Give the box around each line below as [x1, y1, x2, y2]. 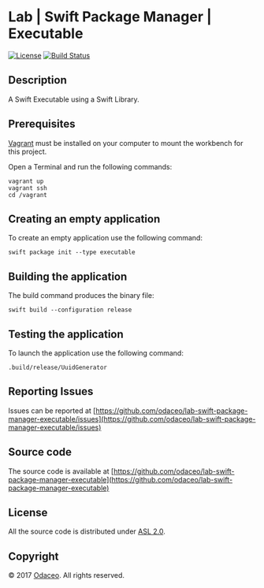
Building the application [8, 270, 128, 283]
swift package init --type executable [8, 248, 136, 256]
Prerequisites [8, 117, 76, 131]
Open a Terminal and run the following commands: [8, 162, 173, 171]
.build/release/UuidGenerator [8, 363, 108, 371]
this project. [8, 147, 47, 156]
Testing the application [8, 327, 124, 341]
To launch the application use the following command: [8, 348, 184, 358]
